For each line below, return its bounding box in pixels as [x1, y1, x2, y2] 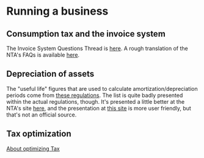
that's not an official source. [6, 111, 77, 118]
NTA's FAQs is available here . [6, 51, 80, 59]
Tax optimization [6, 129, 71, 139]
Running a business [6, 4, 109, 18]
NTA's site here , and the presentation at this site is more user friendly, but [6, 104, 191, 112]
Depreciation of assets [6, 69, 95, 79]
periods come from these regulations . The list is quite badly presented [6, 92, 183, 99]
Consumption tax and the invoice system [6, 29, 166, 39]
